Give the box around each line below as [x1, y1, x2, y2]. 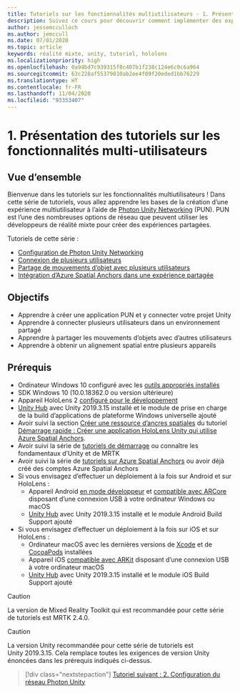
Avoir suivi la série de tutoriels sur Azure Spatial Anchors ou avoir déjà [17, 457, 225, 465]
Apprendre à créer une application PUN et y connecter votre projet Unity [17, 310, 231, 319]
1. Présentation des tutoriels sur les [7, 128, 221, 144]
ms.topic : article [7, 44, 62, 51]
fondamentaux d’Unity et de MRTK [17, 449, 120, 457]
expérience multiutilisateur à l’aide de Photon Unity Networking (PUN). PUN [7, 205, 230, 214]
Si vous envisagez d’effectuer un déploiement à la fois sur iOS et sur [17, 524, 219, 533]
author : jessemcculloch [7, 24, 79, 31]
